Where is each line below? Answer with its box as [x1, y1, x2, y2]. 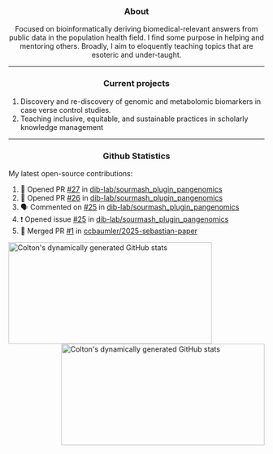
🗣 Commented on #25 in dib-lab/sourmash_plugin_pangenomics [19, 201, 240, 212]
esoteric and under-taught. [91, 50, 182, 60]
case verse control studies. [19, 105, 111, 115]
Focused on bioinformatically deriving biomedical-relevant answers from [15, 24, 258, 34]
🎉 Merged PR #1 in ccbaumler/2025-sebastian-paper [19, 226, 197, 236]
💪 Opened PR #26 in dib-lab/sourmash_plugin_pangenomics [19, 192, 223, 202]
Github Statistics [102, 150, 171, 162]
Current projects [102, 78, 171, 89]
